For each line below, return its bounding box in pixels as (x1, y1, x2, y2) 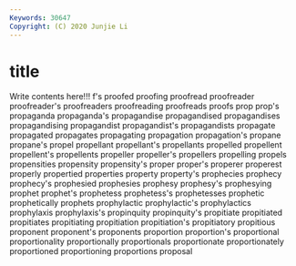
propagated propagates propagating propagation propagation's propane (9, 129, 281, 141)
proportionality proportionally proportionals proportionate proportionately (9, 236, 285, 247)
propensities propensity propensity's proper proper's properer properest (9, 159, 282, 169)
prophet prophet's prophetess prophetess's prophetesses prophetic (9, 188, 265, 199)
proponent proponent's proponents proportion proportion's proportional (9, 227, 280, 238)
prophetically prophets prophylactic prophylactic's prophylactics (9, 198, 252, 209)
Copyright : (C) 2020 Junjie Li (9, 22, 128, 31)
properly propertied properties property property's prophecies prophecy (9, 169, 282, 179)
